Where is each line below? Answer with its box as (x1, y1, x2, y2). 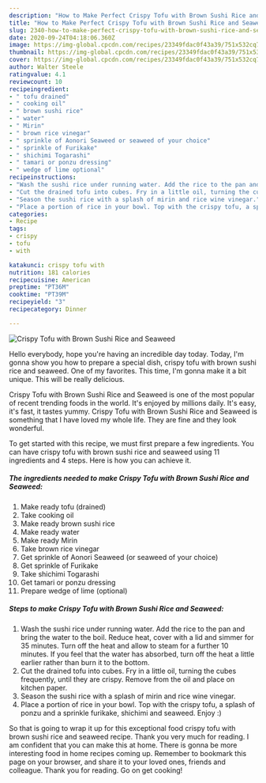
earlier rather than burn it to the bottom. (20, 657, 150, 667)
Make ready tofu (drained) (20, 501, 106, 511)
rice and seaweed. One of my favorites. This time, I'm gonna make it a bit (9, 365, 247, 376)
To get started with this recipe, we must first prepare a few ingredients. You (9, 438, 255, 448)
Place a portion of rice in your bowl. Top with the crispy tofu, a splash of (20, 699, 256, 709)
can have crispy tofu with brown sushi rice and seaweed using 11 (9, 447, 220, 456)
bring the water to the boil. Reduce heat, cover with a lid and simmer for (20, 632, 254, 641)
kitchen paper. (20, 683, 68, 692)
